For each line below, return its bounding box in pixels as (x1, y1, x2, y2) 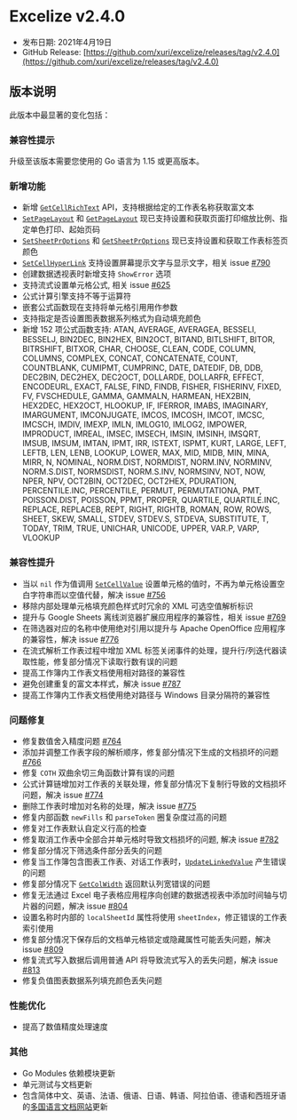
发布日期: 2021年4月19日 (21, 36, 113, 47)
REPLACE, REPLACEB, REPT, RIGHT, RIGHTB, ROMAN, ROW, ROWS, (21, 504, 272, 515)
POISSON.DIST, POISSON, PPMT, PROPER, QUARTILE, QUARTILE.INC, (21, 495, 281, 506)
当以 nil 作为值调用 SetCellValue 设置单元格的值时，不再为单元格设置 (21, 578, 277, 588)
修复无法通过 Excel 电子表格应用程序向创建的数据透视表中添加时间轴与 (21, 889, 279, 900)
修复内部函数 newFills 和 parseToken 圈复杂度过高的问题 (21, 812, 228, 822)
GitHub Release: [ (21, 46, 87, 57)
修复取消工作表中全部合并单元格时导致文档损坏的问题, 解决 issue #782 (21, 834, 279, 844)
